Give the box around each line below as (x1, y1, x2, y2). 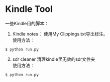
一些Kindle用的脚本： (5, 20, 49, 26)
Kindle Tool (5, 3, 53, 15)
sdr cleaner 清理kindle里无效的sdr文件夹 (12, 56, 96, 62)
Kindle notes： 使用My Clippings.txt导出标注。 (12, 31, 108, 37)
